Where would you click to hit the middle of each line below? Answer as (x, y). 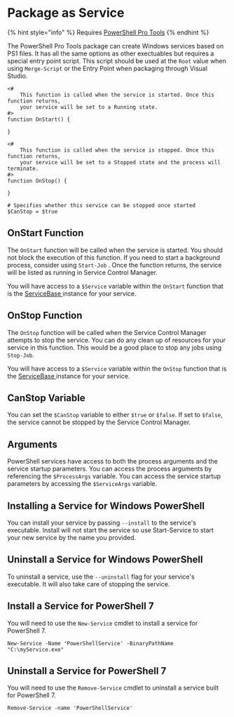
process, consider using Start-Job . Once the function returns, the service (115, 265)
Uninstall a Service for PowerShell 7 (87, 671)
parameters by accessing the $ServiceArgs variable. (82, 484)
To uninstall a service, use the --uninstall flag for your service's (101, 577)
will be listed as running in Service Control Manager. (82, 272)
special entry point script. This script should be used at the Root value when (117, 60)
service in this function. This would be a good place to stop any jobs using (115, 347)
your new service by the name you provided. (72, 538)
